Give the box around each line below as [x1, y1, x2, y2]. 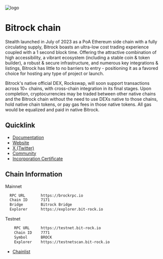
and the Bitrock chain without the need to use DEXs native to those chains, [5, 96, 158, 102]
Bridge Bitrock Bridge [9, 202, 72, 207]
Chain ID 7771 [14, 230, 50, 235]
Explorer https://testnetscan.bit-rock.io [14, 240, 110, 245]
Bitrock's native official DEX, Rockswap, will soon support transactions [5, 80, 150, 86]
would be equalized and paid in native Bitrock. [5, 106, 100, 112]
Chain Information [5, 170, 63, 179]
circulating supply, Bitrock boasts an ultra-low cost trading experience [5, 44, 149, 50]
